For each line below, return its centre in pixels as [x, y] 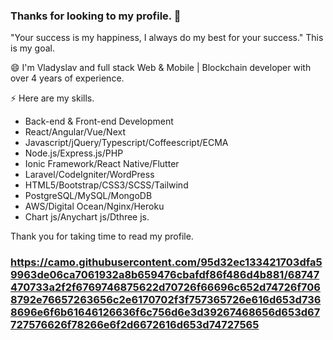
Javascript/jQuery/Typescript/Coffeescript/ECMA [126, 143]
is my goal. [32, 48]
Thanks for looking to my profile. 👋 [96, 16]
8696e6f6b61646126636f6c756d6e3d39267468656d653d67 [165, 312]
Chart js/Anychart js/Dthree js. [87, 217]
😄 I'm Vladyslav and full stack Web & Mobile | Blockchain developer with [161, 68]
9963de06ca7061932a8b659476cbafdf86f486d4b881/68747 [165, 275]
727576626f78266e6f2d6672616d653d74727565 [135, 325]
